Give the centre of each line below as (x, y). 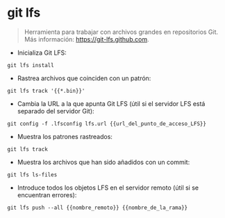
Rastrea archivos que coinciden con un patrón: (84, 78)
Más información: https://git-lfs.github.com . (86, 39)
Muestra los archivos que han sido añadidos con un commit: (103, 162)
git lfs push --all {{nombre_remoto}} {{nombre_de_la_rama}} (98, 208)
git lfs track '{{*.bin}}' (46, 91)
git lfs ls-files (32, 174)
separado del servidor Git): (56, 111)
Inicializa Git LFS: (42, 53)
